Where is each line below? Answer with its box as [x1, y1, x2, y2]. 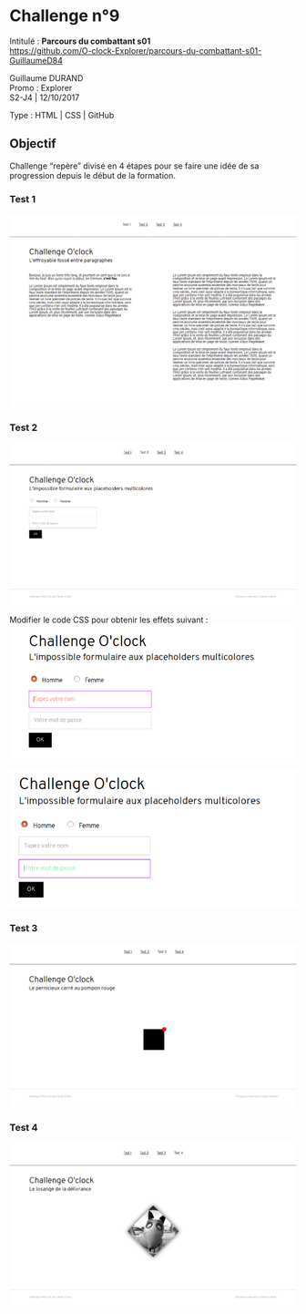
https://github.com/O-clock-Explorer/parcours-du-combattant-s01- [9, 45, 262, 56]
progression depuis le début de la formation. [9, 169, 176, 180]
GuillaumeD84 [9, 55, 64, 66]
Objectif [9, 136, 56, 151]
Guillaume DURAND [9, 72, 84, 83]
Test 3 [9, 921, 38, 934]
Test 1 [9, 192, 36, 205]
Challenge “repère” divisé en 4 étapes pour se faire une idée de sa [9, 160, 260, 171]
